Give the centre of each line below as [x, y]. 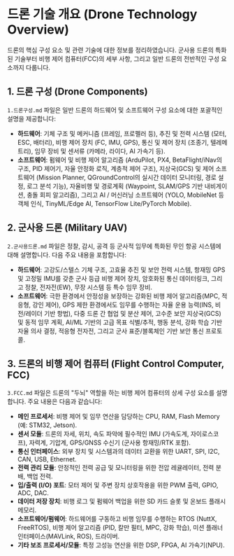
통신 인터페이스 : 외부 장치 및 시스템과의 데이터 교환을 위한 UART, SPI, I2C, [118, 452]
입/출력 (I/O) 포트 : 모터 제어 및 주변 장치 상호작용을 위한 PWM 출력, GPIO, [118, 485]
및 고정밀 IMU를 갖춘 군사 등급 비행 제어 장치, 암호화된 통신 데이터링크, [113, 278]
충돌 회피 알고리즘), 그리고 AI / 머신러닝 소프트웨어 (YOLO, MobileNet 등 [126, 195]
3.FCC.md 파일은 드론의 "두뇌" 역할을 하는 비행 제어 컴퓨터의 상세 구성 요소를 [111, 393]
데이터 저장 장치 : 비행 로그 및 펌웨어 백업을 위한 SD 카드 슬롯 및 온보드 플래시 [122, 501]
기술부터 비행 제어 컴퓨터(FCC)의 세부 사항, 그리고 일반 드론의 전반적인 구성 [117, 58]
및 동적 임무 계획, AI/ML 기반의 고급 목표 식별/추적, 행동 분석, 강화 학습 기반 [119, 322]
